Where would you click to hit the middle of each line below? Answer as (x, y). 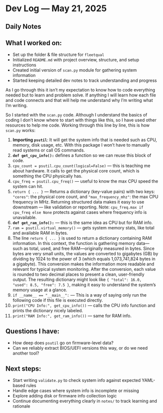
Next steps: (24, 368)
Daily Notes (24, 27)
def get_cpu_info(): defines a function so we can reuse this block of (82, 155)
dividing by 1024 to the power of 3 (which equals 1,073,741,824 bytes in (84, 259)
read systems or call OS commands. (49, 150)
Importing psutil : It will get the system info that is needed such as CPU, (85, 140)
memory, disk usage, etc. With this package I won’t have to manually (81, 145)
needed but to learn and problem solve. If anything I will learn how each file (81, 95)
